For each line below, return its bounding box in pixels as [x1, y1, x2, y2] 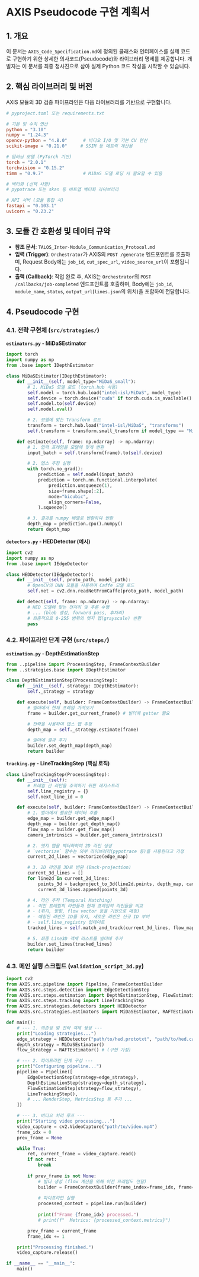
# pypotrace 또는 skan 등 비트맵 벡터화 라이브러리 [6, 186, 119, 193]
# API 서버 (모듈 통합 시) [6, 197, 64, 204]
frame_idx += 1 [27, 1233, 65, 1240]
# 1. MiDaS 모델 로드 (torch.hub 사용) [27, 384, 118, 390]
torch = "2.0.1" [6, 159, 46, 165]
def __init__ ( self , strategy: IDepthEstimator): [17, 683, 139, 689]
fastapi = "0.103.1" [6, 203, 57, 209]
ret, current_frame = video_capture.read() [27, 1151, 136, 1157]
